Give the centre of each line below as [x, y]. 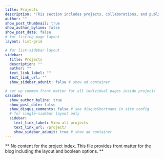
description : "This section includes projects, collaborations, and [76, 14]
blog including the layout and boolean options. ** [54, 151]
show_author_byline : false [32, 28]
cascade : [14, 95]
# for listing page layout [32, 37]
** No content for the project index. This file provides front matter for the [78, 146]
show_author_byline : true [36, 100]
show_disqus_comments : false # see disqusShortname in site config [80, 109]
